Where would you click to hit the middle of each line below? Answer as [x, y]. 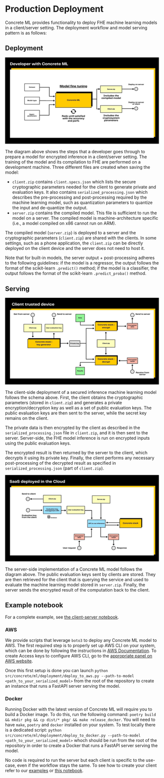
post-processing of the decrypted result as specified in [61, 463]
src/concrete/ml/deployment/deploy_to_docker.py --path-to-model [73, 736]
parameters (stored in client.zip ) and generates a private [63, 402]
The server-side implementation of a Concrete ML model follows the [74, 569]
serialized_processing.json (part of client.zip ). [55, 468]
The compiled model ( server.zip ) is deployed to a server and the [71, 233]
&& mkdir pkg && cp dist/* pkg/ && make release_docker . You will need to [80, 720]
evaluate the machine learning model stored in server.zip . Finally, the [75, 585]
